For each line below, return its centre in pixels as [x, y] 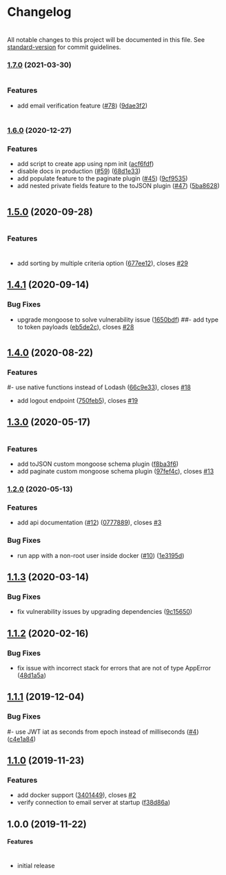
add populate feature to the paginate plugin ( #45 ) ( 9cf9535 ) [102, 178]
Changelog [39, 12]
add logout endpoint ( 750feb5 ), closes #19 [78, 401]
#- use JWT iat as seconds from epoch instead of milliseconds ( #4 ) [103, 732]
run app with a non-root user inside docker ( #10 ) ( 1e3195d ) [101, 555]
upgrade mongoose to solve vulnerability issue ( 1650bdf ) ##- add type [118, 319]
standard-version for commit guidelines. [64, 47]
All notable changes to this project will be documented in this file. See [106, 40]
